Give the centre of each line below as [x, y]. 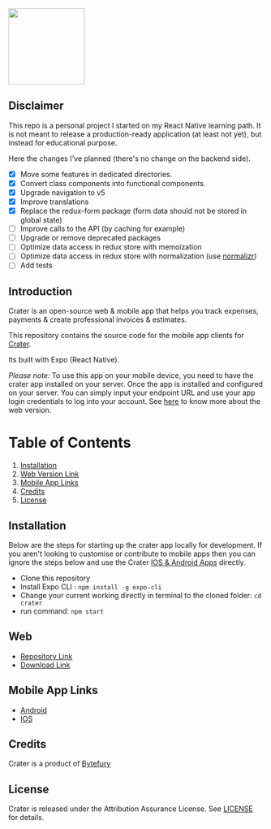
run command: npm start [62, 611]
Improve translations [54, 202]
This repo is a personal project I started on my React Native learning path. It [135, 125]
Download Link [45, 665]
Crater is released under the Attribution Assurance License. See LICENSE [131, 809]
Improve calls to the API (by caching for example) [103, 229]
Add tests [36, 265]
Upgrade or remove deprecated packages [90, 238]
